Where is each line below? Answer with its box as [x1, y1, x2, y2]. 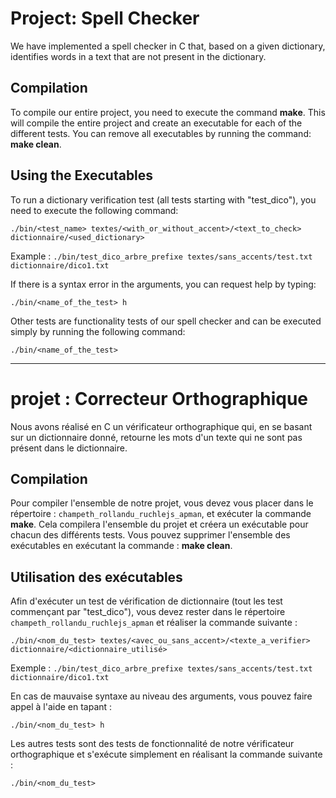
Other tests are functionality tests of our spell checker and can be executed [10, 315, 322, 327]
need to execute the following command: [10, 204, 179, 216]
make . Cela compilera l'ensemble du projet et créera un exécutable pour [10, 518, 309, 531]
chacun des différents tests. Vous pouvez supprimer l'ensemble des [10, 529, 291, 541]
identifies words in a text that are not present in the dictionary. [10, 50, 267, 62]
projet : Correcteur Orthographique [10, 387, 309, 410]
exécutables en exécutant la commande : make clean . [10, 540, 233, 552]
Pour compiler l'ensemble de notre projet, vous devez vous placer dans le [10, 497, 314, 509]
